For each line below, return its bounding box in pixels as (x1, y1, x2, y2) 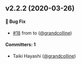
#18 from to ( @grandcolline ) (12, 30, 72, 36)
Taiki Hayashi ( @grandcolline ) (12, 53, 76, 59)
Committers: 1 (5, 41, 36, 48)
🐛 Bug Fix (5, 18, 26, 25)
